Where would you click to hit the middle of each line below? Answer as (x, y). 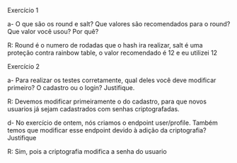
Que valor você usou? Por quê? (53, 32)
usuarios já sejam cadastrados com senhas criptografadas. (93, 109)
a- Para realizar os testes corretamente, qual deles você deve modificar (112, 80)
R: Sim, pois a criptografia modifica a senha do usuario (87, 151)
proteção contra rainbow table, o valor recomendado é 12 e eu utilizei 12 (112, 53)
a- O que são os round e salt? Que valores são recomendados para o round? (119, 24)
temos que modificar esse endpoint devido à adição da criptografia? (107, 130)
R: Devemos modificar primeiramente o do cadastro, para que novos (107, 101)
